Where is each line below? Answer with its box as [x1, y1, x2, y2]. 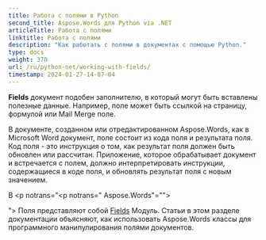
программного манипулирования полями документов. [8, 223, 195, 232]
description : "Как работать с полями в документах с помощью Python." [8, 41, 247, 49]
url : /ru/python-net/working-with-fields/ [8, 63, 151, 71]
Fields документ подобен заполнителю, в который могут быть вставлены [8, 92, 258, 101]
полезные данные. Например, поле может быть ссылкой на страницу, [8, 101, 248, 110]
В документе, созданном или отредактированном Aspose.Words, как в [8, 124, 250, 134]
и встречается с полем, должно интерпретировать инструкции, [8, 158, 226, 167]
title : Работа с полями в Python [8, 11, 119, 20]
